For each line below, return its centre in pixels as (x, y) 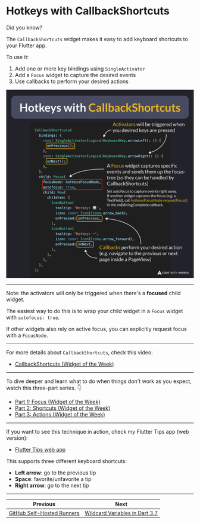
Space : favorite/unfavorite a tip (53, 479)
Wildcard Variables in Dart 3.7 (121, 513)
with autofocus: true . (33, 317)
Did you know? (24, 27)
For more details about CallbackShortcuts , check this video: (79, 352)
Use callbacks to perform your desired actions (72, 81)
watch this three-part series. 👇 (44, 388)
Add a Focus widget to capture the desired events (75, 75)
